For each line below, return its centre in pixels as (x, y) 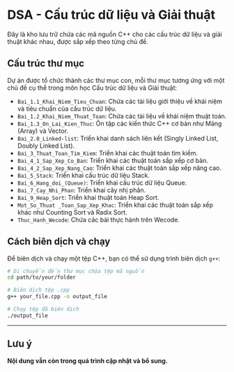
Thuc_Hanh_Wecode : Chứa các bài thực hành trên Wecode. (98, 219)
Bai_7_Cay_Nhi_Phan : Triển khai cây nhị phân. (81, 190)
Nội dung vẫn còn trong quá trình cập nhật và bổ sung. (88, 361)
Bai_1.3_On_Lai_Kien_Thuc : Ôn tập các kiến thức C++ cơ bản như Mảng (119, 123)
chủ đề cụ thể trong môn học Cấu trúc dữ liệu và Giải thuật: (92, 88)
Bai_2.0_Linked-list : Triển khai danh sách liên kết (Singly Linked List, (118, 138)
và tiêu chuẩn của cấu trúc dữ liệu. (67, 109)
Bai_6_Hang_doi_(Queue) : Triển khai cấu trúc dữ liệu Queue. (102, 183)
